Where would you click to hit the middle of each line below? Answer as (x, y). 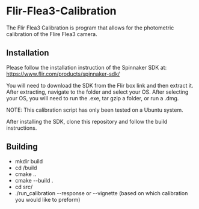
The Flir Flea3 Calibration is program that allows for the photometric (90, 28)
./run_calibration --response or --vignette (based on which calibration (101, 193)
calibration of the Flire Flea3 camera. (52, 34)
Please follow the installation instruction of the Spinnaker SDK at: (87, 67)
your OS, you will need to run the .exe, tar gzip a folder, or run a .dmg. (93, 98)
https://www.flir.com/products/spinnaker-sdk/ (63, 74)
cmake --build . (34, 180)
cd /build (26, 168)
